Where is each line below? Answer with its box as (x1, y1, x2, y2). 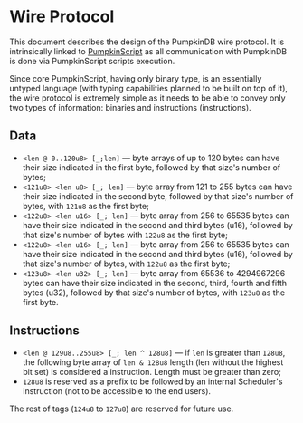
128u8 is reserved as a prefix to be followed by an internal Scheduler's (22, 376, 283, 387)
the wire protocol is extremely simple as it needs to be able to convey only (9, 92, 287, 103)
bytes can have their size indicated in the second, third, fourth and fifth (22, 277, 288, 288)
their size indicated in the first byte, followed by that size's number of (22, 161, 281, 173)
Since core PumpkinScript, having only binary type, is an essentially (9, 72, 262, 83)
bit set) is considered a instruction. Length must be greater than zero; (22, 366, 282, 377)
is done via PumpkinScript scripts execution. (9, 55, 175, 66)
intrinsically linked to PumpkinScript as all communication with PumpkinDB (9, 45, 288, 56)
